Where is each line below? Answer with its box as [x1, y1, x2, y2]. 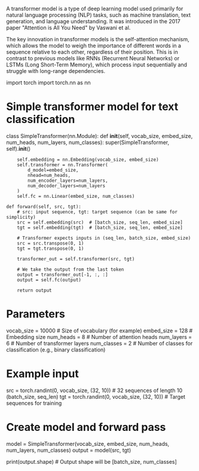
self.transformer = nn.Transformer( [17, 161, 109, 168]
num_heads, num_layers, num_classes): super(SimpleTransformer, [6, 139, 169, 146]
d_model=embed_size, [27, 167, 79, 173]
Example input [6, 367, 79, 381]
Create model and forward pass [6, 421, 166, 434]
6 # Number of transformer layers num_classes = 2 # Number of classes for [6, 340, 193, 347]
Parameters [6, 307, 66, 321]
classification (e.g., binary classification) [6, 346, 106, 353]
